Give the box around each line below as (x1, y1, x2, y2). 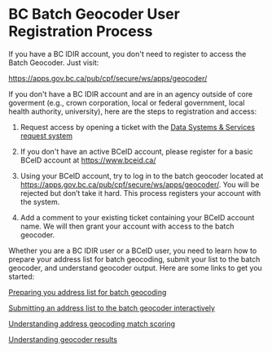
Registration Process (8, 22, 153, 41)
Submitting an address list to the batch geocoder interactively (8, 302, 216, 313)
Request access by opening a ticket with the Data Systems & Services (20, 122, 255, 132)
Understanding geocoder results (8, 334, 118, 344)
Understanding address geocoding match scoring (8, 319, 176, 328)
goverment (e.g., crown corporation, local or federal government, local (8, 98, 245, 107)
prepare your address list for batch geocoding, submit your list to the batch (8, 254, 261, 264)
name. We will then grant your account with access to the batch (20, 221, 235, 231)
